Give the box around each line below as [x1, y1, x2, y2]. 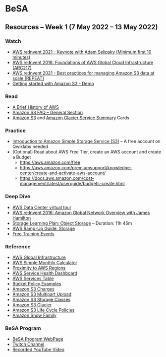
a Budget [12, 154, 31, 160]
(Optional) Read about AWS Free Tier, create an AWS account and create [12, 149, 162, 155]
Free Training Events [12, 230, 55, 236]
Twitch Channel [12, 341, 45, 348]
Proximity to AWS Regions [12, 265, 66, 271]
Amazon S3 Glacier [12, 302, 52, 308]
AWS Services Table [12, 276, 54, 282]
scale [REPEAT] [12, 75, 45, 81]
